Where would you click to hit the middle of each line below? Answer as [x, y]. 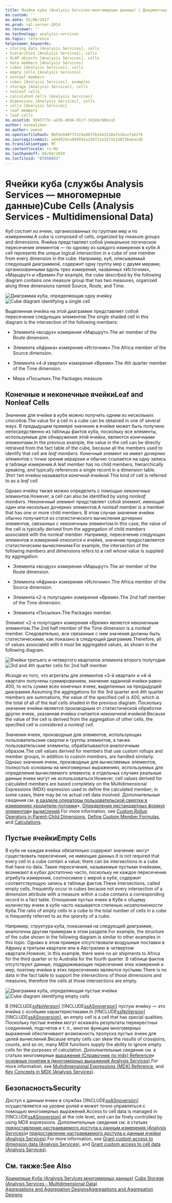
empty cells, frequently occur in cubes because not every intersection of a [84, 889]
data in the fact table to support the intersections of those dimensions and [83, 975]
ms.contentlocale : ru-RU [32, 149]
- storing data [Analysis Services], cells [52, 48]
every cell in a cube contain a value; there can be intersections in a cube [82, 861]
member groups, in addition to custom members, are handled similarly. [80, 756]
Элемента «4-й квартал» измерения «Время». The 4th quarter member [90, 363]
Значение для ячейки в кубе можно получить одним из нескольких [79, 415]
